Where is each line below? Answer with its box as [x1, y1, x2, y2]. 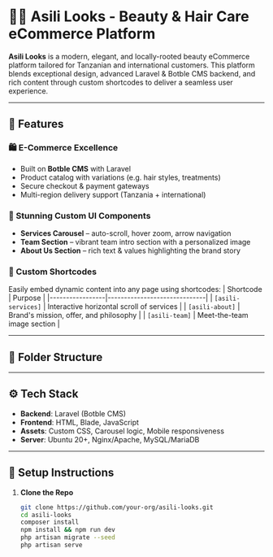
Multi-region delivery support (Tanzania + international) [19, 189, 206, 199]
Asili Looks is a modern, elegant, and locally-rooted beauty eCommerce [8, 51, 250, 61]
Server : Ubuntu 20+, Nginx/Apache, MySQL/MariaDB [19, 434, 200, 444]
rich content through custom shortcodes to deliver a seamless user [8, 77, 233, 87]
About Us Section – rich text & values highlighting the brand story [19, 246, 241, 255]
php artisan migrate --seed [19, 533, 115, 542]
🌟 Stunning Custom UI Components [8, 210, 151, 221]
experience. [8, 85, 49, 96]
